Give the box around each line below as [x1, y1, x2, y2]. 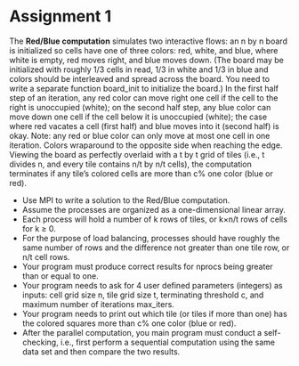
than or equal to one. [21, 270, 100, 281]
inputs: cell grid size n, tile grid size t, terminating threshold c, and [21, 289, 264, 300]
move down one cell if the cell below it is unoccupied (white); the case [9, 111, 268, 122]
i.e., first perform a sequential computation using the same [61, 337, 276, 347]
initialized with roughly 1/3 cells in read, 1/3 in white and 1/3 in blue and [9, 64, 269, 75]
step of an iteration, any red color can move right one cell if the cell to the [9, 92, 279, 103]
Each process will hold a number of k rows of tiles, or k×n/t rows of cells [21, 214, 287, 224]
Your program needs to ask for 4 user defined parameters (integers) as [21, 280, 283, 290]
